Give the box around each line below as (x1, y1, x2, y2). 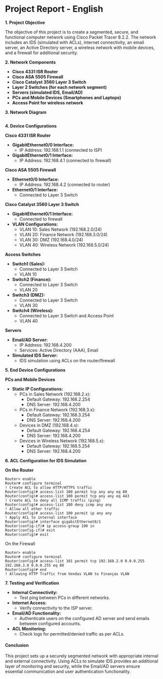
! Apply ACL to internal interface (5, 515, 77, 520)
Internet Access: (12, 599, 47, 606)
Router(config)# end (5, 567, 47, 572)
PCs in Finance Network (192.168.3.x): (19, 407, 96, 412)
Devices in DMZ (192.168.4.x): (19, 422, 79, 428)
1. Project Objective (5, 20, 45, 25)
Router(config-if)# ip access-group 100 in (5, 523, 95, 528)
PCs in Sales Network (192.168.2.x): (19, 391, 91, 397)
